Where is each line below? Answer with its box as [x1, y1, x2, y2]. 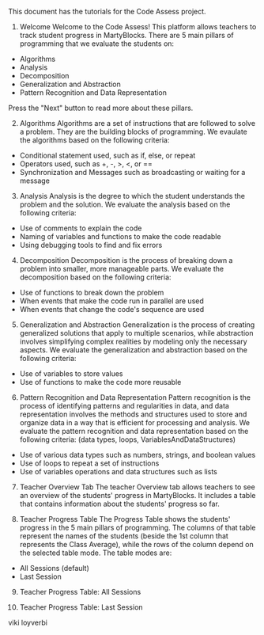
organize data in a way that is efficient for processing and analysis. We [19, 418, 251, 427]
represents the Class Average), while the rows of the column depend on [19, 540, 255, 549]
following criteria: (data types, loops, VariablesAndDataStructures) [19, 435, 236, 444]
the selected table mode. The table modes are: [19, 548, 172, 557]
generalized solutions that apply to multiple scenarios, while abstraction [19, 329, 254, 337]
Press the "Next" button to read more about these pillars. [8, 103, 194, 112]
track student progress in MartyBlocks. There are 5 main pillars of [19, 31, 235, 40]
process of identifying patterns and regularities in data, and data [19, 401, 229, 410]
